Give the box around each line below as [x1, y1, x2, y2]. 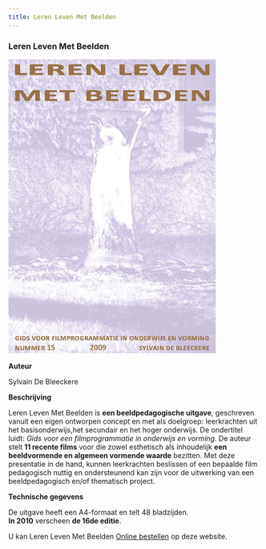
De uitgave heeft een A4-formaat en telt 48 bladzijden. [8, 507, 189, 517]
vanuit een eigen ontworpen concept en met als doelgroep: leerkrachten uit [8, 416, 258, 426]
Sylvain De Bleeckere [8, 376, 79, 386]
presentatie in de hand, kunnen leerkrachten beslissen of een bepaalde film [8, 459, 258, 469]
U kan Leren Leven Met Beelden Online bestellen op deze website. [8, 531, 228, 541]
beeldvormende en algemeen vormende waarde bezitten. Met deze [8, 450, 236, 460]
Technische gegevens [8, 491, 84, 502]
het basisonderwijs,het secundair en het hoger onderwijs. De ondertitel [8, 424, 243, 434]
